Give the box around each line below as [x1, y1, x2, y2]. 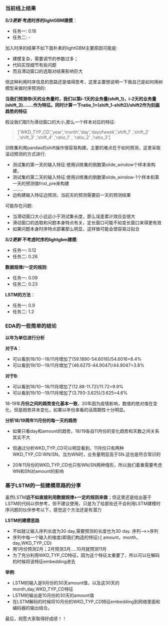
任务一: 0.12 [12, 247, 36, 253]
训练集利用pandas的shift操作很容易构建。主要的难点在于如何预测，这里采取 [5, 144, 161, 150]
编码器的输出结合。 [12, 605, 52, 611]
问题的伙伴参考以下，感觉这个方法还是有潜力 [9, 507, 101, 513]
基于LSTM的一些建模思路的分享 [5, 482, 81, 489]
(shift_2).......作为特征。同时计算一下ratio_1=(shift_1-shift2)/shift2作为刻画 [5, 102, 160, 108]
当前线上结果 [5, 5, 36, 12]
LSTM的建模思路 [5, 518, 40, 524]
